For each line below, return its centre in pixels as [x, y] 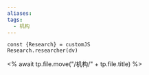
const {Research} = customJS [49, 45]
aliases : [20, 13]
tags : [15, 20]
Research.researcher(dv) [43, 51]
